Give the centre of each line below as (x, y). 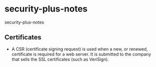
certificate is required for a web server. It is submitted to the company (81, 54)
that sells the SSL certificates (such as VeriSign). (60, 59)
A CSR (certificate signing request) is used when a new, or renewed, (80, 49)
